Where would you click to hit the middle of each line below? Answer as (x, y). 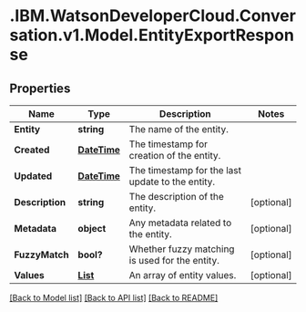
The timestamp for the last (185, 170)
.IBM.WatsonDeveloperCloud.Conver (153, 16)
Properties (40, 88)
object (92, 229)
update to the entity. (172, 182)
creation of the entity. (175, 156)
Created (32, 150)
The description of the (177, 197)
